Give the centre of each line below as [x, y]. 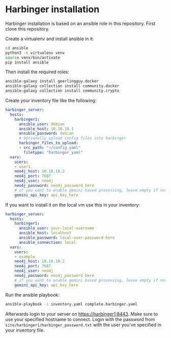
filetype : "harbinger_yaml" [53, 152]
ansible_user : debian [42, 124]
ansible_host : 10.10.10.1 [46, 129]
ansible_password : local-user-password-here [67, 238]
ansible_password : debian [46, 133]
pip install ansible [27, 62]
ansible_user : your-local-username [56, 228]
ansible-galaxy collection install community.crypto [62, 91]
